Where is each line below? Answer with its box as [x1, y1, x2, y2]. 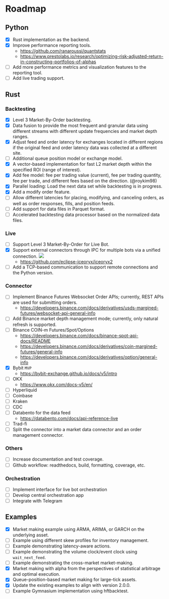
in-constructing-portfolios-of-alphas [20, 59, 96, 65]
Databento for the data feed [12, 409, 71, 416]
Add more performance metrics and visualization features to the [12, 64, 147, 70]
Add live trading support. [12, 75, 65, 81]
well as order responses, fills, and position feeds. [12, 200, 115, 206]
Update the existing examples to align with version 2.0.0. [12, 582, 131, 588]
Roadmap [5, 3, 47, 15]
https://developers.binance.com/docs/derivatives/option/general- [20, 354, 158, 360]
